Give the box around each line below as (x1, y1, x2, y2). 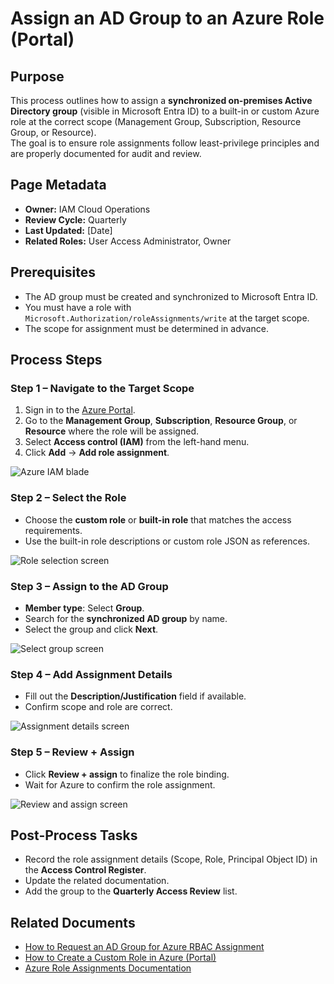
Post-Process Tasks (10, 827, 138, 844)
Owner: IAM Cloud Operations (24, 203, 151, 215)
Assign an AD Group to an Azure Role (10, 7, 325, 30)
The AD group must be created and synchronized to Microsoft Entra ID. (24, 290, 318, 302)
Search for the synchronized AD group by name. (24, 612, 228, 624)
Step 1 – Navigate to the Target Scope (10, 381, 195, 395)
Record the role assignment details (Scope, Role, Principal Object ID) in (24, 853, 318, 866)
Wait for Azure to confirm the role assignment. (24, 778, 216, 791)
